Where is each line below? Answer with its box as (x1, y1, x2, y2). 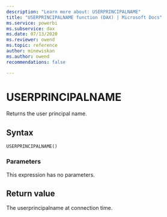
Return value (6, 188, 55, 198)
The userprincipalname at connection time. (6, 204, 113, 212)
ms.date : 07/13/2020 (6, 31, 58, 37)
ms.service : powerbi (6, 20, 58, 26)
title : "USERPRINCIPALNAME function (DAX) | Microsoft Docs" (6, 14, 163, 20)
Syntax (6, 127, 34, 138)
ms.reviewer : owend (6, 37, 55, 43)
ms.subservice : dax (6, 25, 55, 32)
